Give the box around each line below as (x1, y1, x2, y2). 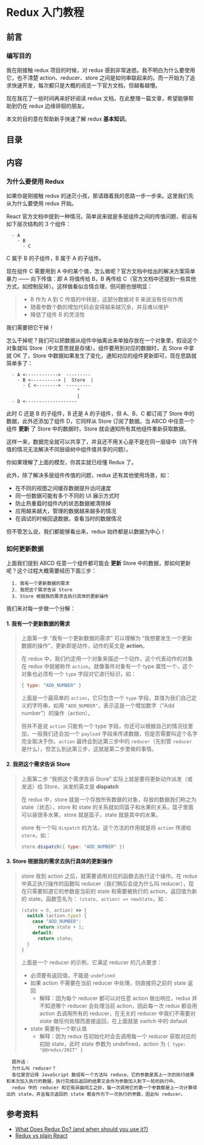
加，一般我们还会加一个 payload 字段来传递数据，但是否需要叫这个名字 (21, 730, 198, 738)
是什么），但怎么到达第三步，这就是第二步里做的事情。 (21, 745, 157, 753)
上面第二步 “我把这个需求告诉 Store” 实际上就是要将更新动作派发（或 (21, 775, 193, 783)
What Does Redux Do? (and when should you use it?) (15, 1126, 149, 1133)
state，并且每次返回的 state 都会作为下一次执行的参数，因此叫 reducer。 (18, 1091, 186, 1097)
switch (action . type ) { (27, 913, 87, 919)
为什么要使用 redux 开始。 (11, 199, 77, 207)
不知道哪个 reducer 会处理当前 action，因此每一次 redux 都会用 (39, 1002, 197, 1009)
